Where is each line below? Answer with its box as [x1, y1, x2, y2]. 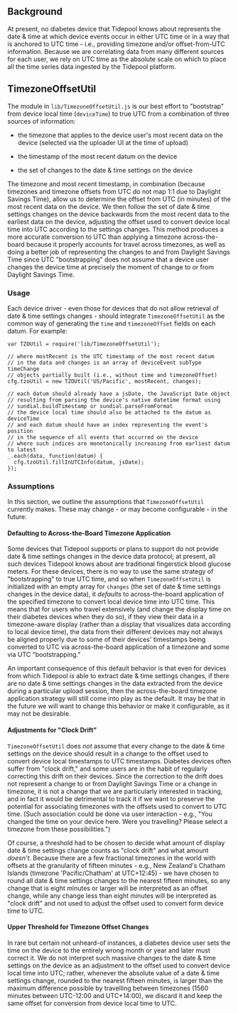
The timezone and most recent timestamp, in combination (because [7, 179, 205, 188]
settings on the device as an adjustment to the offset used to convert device [7, 961, 231, 970]
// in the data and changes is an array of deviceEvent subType [7, 359, 202, 366]
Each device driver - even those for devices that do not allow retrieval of [7, 304, 219, 312]
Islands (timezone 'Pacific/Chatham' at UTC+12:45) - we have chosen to [7, 869, 219, 877]
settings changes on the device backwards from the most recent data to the [7, 210, 229, 218]
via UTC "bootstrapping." [7, 650, 81, 659]
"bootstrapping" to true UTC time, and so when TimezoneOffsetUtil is [7, 575, 211, 584]
